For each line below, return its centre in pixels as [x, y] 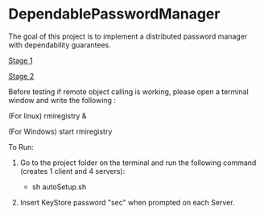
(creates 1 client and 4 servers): [72, 171]
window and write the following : [62, 100]
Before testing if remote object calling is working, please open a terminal [129, 91]
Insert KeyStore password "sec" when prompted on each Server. [127, 202]
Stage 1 [21, 60]
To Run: [21, 147]
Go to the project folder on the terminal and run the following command [138, 163]
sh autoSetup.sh [59, 187]
